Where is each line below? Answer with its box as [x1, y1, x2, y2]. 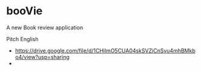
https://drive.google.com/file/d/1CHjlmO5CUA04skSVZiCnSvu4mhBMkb [15, 47, 195, 54]
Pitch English [6, 35, 39, 42]
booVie [6, 4, 43, 18]
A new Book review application [6, 24, 83, 31]
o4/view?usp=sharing [15, 53, 70, 60]
